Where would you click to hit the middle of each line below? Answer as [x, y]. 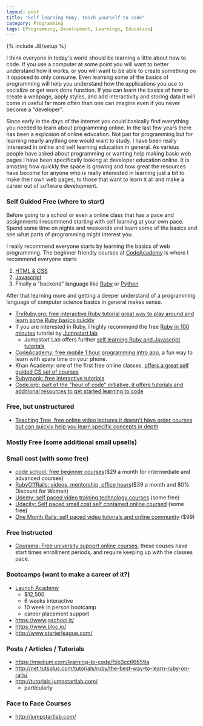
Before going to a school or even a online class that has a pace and [90, 215]
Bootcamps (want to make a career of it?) [68, 575]
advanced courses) [39, 478]
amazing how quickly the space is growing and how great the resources [96, 166]
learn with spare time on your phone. [61, 358]
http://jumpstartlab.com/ [45, 717]
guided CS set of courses [47, 372]
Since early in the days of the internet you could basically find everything [98, 122]
